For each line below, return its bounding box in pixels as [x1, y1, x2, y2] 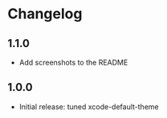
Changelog [7, 5, 83, 23]
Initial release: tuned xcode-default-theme [18, 101, 159, 112]
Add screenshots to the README [18, 57, 128, 67]
